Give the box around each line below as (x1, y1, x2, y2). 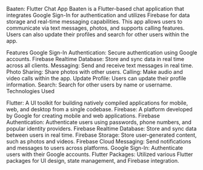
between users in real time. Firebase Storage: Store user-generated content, (6, 131, 197, 139)
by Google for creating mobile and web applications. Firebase (6, 112, 161, 119)
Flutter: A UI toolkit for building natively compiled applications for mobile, (6, 99, 188, 106)
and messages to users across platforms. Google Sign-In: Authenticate (6, 145, 184, 151)
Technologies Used (6, 88, 55, 94)
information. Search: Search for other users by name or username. (6, 81, 173, 88)
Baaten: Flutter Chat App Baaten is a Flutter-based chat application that (6, 5, 185, 12)
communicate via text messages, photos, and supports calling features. (6, 24, 185, 31)
